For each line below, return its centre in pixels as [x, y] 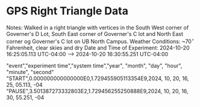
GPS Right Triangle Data [67, 11]
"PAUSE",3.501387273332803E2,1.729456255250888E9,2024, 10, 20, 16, [97, 91]
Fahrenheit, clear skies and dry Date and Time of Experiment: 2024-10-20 [98, 48]
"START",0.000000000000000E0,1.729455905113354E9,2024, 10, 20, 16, [98, 78]
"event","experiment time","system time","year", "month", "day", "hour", [94, 65]
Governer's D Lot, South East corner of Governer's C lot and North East [95, 33]
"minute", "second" [30, 72]
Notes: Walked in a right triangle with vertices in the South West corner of [98, 27]
